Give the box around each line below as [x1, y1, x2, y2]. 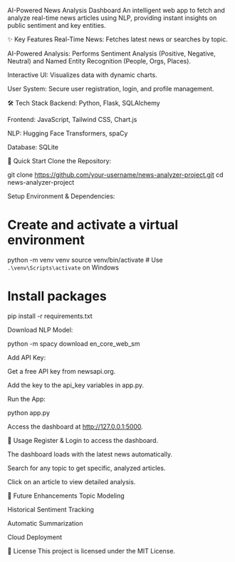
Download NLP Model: [7, 325, 73, 334]
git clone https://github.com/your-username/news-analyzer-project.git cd [7, 170, 224, 179]
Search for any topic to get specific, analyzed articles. [7, 464, 166, 472]
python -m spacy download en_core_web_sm [7, 339, 140, 348]
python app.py [7, 408, 51, 417]
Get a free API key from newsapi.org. [7, 367, 116, 375]
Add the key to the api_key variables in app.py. [7, 381, 145, 389]
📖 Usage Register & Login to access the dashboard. [7, 436, 159, 444]
